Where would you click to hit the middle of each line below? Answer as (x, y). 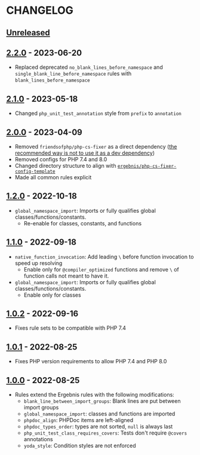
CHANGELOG (40, 10)
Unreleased (28, 33)
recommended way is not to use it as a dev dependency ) (85, 153)
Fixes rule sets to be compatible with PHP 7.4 (70, 328)
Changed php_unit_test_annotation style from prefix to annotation (98, 113)
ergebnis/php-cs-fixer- (147, 166)
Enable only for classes (53, 295)
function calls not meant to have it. (66, 276)
